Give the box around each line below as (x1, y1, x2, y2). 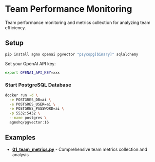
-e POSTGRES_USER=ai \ (9, 101, 56, 107)
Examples (5, 133, 36, 142)
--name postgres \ (9, 116, 47, 121)
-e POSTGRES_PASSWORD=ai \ (9, 106, 64, 111)
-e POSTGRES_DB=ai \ (9, 97, 51, 102)
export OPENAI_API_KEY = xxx (5, 70, 60, 75)
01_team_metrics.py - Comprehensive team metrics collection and (12, 146, 147, 152)
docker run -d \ (5, 93, 38, 98)
